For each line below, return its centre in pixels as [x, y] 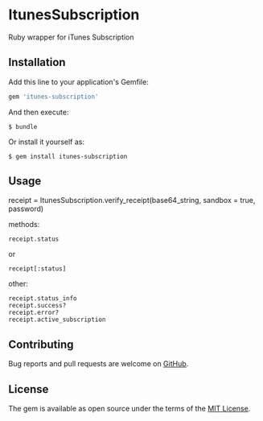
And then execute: [39, 112]
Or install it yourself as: [46, 142]
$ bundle [23, 126]
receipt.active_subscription [57, 320]
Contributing [41, 344]
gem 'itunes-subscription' [53, 97]
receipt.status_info [43, 299]
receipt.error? [34, 313]
